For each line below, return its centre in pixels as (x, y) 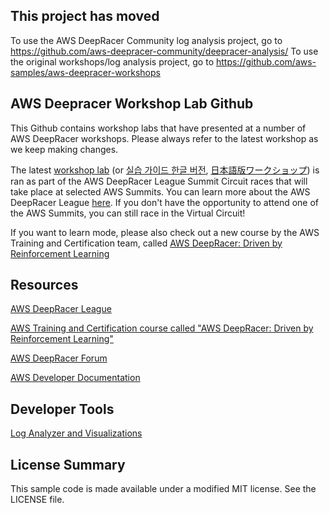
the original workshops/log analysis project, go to (112, 61)
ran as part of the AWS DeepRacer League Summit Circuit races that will (159, 181)
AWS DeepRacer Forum (59, 358)
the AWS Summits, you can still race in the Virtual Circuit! (128, 213)
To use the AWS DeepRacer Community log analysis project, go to (146, 40)
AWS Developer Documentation (75, 378)
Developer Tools (62, 409)
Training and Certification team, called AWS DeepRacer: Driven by (146, 243)
